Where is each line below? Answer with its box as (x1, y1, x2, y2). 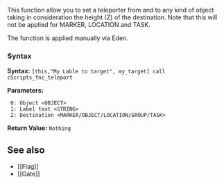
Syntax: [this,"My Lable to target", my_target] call (7, 67, 166, 75)
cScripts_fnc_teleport (7, 74, 73, 82)
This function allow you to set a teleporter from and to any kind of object (7, 6, 214, 14)
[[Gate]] (17, 169, 40, 178)
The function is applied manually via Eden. (7, 34, 128, 42)
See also (7, 144, 45, 156)
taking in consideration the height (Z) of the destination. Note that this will (7, 13, 218, 21)
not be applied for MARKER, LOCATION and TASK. (7, 21, 151, 28)
